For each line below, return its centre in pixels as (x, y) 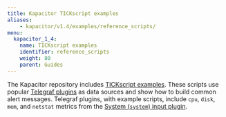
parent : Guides (41, 65)
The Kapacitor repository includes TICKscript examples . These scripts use (113, 84)
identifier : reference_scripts (65, 52)
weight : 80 (35, 58)
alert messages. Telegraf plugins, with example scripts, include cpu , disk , (111, 99)
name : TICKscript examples (58, 45)
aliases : (20, 20)
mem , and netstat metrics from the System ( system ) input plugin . (97, 106)
